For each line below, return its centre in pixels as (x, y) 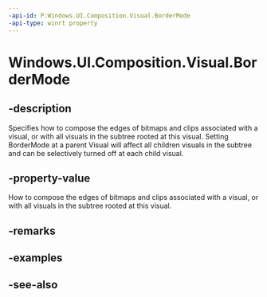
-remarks (32, 231)
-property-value (49, 178)
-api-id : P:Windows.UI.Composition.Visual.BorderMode (100, 16)
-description (40, 109)
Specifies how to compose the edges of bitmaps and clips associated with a (133, 127)
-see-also (33, 285)
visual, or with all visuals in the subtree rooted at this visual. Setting (118, 136)
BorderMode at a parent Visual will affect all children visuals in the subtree (130, 145)
